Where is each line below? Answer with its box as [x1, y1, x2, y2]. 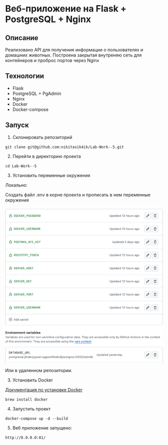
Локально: [5, 182, 27, 188]
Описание [5, 33, 38, 42]
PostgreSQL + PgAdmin [12, 90, 61, 96]
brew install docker [5, 397, 48, 402]
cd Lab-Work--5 [5, 163, 37, 168]
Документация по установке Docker [5, 387, 82, 393]
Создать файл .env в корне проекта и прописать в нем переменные [5, 191, 151, 197]
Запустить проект [12, 406, 51, 412]
